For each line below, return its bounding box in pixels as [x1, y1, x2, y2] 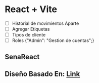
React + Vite [5, 4, 58, 15]
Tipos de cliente [12, 32, 46, 38]
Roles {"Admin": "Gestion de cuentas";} [12, 37, 94, 44]
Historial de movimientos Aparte [12, 20, 79, 26]
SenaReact [5, 52, 40, 61]
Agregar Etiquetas [12, 26, 50, 32]
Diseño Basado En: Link [5, 69, 80, 78]
